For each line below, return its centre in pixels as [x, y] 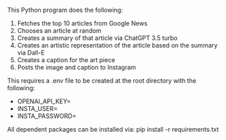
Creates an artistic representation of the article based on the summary [117, 45]
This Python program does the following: [65, 10]
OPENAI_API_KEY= [44, 101]
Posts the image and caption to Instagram [76, 67]
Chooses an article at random [59, 31]
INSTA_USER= [37, 109]
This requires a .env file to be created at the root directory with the [102, 81]
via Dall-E [31, 52]
